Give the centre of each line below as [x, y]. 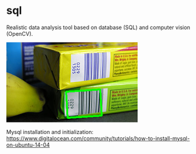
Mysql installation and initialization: [50, 132]
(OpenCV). [20, 33]
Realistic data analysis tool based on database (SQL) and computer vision [98, 27]
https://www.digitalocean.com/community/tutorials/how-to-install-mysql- [98, 138]
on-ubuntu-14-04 [28, 145]
